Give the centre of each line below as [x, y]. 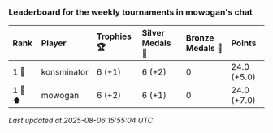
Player [54, 43]
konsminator [65, 72]
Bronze [200, 38]
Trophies [114, 36]
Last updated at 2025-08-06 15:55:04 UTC [81, 121]
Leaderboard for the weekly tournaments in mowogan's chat [131, 12]
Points [244, 43]
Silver [153, 33]
